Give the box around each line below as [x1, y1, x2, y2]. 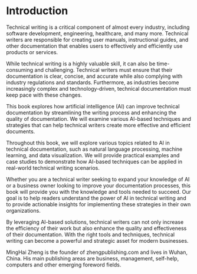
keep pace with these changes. [6, 91, 83, 98]
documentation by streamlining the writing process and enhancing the [6, 109, 177, 116]
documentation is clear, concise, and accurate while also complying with [6, 72, 183, 80]
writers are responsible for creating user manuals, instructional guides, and [6, 36, 189, 43]
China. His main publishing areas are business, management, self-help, [6, 255, 179, 262]
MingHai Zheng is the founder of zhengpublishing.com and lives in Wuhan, [6, 249, 188, 256]
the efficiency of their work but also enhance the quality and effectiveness [6, 225, 187, 232]
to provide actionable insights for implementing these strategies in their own [6, 200, 191, 207]
